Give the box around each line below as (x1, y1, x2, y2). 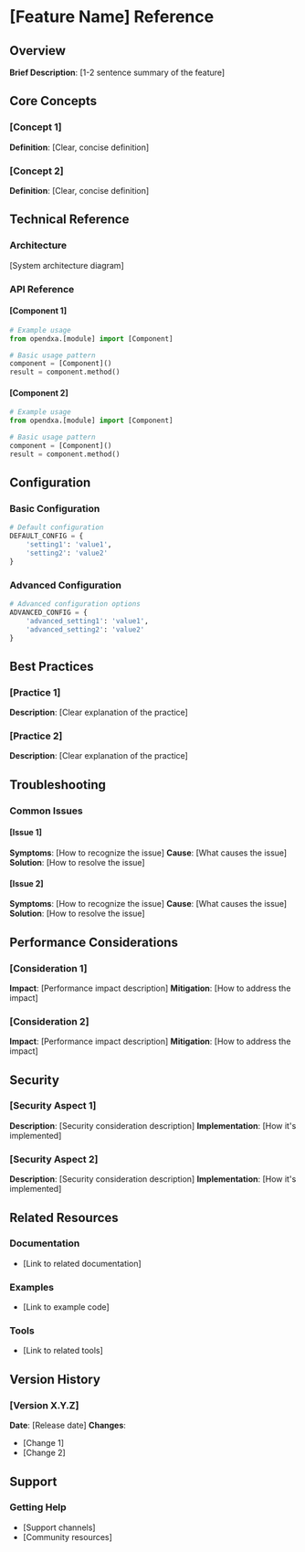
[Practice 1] (9, 686, 61, 698)
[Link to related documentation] (22, 1258, 142, 1269)
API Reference (9, 282, 75, 295)
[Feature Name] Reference (9, 6, 215, 27)
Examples (9, 1281, 55, 1293)
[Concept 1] (9, 121, 62, 133)
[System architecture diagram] (9, 260, 125, 271)
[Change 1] (22, 1438, 65, 1449)
